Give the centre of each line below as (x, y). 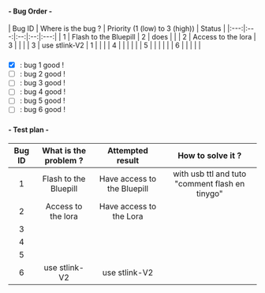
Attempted (128, 151)
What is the (64, 151)
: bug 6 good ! (42, 110)
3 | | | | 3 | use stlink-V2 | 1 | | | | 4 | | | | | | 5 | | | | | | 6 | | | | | (105, 45)
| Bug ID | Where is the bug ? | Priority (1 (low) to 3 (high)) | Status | (117, 28)
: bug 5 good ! (42, 101)
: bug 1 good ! (42, 65)
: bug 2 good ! (42, 74)
